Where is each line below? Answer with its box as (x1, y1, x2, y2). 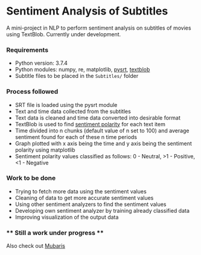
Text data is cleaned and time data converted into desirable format (14, 114, 181, 121)
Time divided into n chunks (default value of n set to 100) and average (14, 127, 190, 134)
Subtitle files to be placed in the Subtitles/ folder (14, 73, 139, 80)
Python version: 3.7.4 (14, 59, 68, 67)
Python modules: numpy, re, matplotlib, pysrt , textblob (14, 66, 150, 73)
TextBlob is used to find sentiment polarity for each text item (14, 120, 166, 127)
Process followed (6, 88, 59, 96)
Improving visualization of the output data (14, 213, 119, 221)
